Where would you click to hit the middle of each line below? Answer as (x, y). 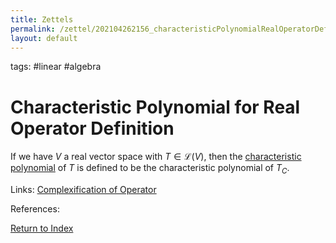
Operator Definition (92, 128)
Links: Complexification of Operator (83, 190)
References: (35, 209)
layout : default (44, 38)
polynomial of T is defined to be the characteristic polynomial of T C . (150, 169)
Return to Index (42, 228)
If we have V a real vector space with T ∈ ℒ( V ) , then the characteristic (156, 157)
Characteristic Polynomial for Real (155, 107)
